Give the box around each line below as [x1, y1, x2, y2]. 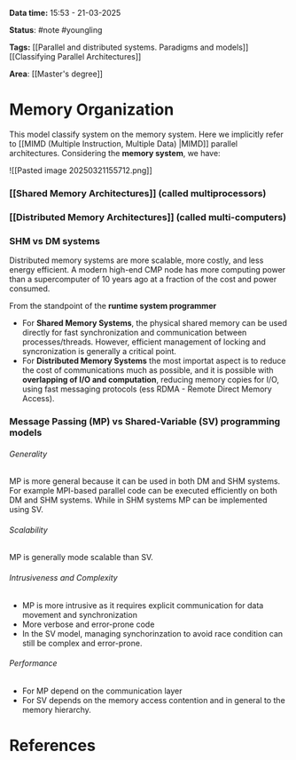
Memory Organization [9, 99, 175, 120]
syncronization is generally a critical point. [21, 346, 177, 357]
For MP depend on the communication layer [21, 685, 183, 696]
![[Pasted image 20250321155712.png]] [9, 164, 152, 176]
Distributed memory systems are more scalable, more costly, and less [9, 255, 264, 265]
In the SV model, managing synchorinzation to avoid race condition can [21, 628, 284, 638]
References [9, 736, 96, 756]
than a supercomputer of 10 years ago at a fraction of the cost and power [9, 274, 277, 285]
